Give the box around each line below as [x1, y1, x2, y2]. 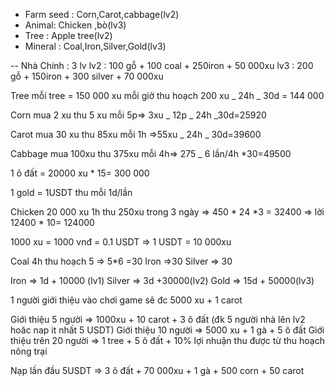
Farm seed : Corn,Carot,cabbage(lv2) [24, 9, 180, 20]
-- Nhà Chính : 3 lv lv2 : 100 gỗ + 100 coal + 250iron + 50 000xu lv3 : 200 [10, 60, 314, 71]
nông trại [10, 345, 48, 357]
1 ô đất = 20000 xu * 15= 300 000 [10, 167, 150, 179]
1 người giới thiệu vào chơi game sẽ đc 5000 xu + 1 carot [10, 294, 243, 306]
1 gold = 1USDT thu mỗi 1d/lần [10, 187, 133, 198]
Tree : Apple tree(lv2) [24, 30, 113, 41]
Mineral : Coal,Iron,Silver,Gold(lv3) [24, 40, 167, 52]
